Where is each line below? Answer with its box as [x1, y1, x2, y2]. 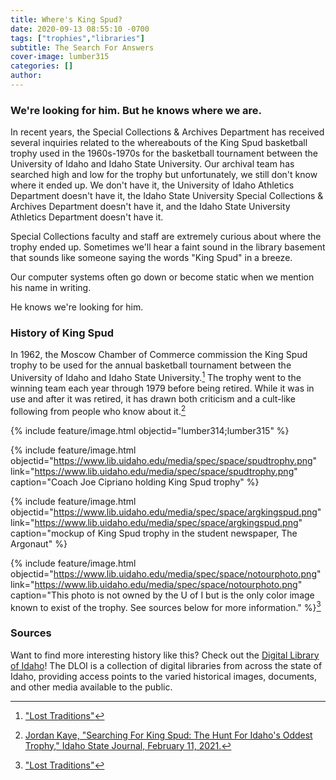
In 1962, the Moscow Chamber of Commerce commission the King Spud [10, 349, 308, 361]
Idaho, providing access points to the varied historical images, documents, [10, 670, 318, 682]
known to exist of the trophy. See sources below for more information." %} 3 [10, 599, 322, 613]
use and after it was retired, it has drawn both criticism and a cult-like [10, 393, 296, 405]
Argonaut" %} [10, 537, 68, 550]
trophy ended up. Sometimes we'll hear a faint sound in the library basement [10, 241, 326, 253]
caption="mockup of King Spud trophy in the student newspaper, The [10, 527, 298, 539]
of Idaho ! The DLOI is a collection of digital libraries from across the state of [10, 659, 323, 671]
